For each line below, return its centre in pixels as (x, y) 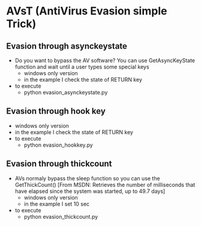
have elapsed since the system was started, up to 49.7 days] (90, 191)
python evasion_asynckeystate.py (66, 92)
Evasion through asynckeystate (67, 46)
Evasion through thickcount (59, 164)
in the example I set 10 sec (57, 204)
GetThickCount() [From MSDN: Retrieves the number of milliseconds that (105, 185)
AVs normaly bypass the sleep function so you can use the (87, 178)
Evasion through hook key (56, 111)
